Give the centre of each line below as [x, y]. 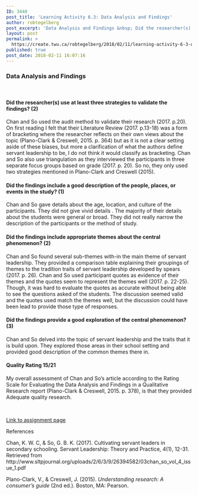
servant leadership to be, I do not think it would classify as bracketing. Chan [98, 153]
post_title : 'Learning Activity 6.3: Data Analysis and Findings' [89, 17]
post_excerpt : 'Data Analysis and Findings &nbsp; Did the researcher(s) [99, 28]
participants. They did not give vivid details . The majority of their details [94, 211]
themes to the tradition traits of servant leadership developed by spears [93, 269]
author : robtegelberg [33, 22]
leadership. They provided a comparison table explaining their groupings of [98, 262]
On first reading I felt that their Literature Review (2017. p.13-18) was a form [97, 128]
